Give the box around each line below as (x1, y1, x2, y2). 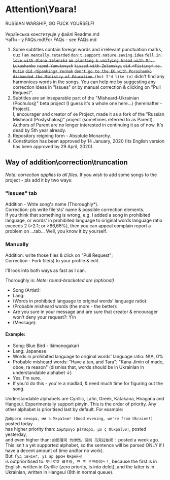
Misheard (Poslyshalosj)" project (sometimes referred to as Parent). (12, 116, 154, 122)
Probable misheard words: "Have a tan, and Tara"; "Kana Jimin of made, (12, 359, 164, 365)
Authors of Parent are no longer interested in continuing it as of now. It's (12, 122, 163, 128)
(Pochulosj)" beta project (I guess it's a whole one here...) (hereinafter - (12, 100, 162, 106)
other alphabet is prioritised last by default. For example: (5, 406, 123, 412)
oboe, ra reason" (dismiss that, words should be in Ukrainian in (12, 364, 145, 370)
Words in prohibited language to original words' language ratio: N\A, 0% (12, 353, 164, 359)
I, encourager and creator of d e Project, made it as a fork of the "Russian (12, 111, 165, 117)
